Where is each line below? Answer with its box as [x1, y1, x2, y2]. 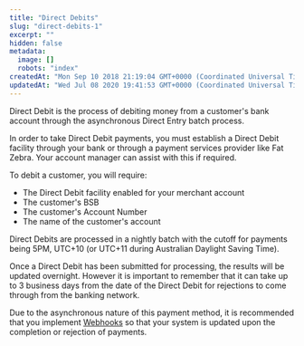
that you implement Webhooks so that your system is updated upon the [9, 316, 276, 327]
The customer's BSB [22, 197, 100, 207]
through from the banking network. [9, 289, 140, 300]
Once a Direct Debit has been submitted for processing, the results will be [9, 260, 285, 272]
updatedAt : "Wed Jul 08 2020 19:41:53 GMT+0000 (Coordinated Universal [9, 81, 285, 90]
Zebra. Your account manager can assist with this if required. [9, 151, 237, 163]
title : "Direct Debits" [9, 13, 100, 23]
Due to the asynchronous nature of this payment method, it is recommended [9, 307, 294, 318]
